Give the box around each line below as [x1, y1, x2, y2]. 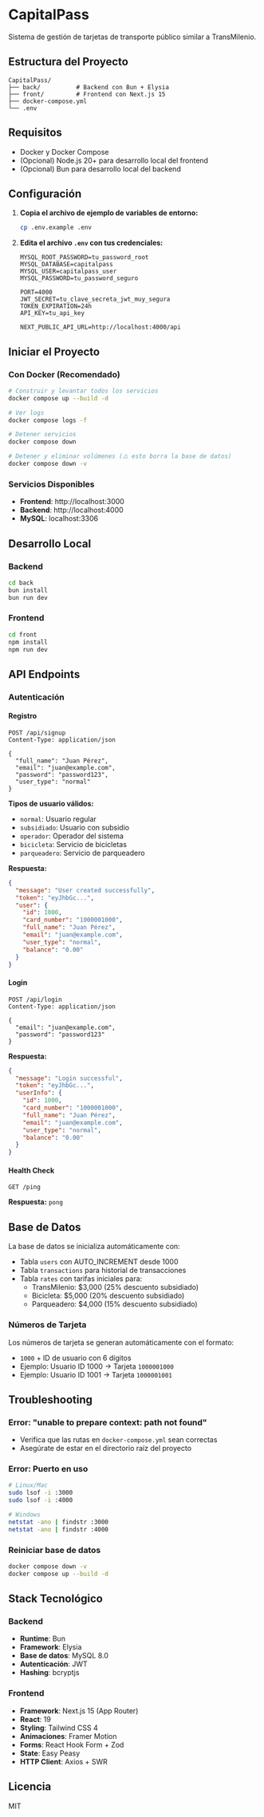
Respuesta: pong [8, 1197, 64, 1207]
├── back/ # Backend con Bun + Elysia [8, 83, 170, 91]
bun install [8, 586, 48, 594]
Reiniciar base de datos [8, 1544, 101, 1555]
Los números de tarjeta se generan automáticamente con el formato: [8, 1338, 234, 1347]
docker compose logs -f [8, 416, 88, 424]
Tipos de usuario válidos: [8, 798, 94, 808]
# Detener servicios [8, 431, 77, 439]
